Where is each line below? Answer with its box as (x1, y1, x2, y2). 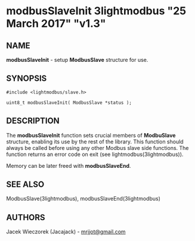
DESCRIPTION (6, 116, 60, 126)
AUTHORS (6, 212, 46, 223)
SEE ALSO (6, 180, 45, 190)
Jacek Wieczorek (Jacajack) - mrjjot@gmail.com (6, 228, 126, 236)
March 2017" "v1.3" (6, 17, 106, 30)
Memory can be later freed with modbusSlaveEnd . (6, 162, 131, 169)
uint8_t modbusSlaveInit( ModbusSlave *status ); (6, 99, 132, 105)
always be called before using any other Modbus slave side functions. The (6, 144, 189, 151)
